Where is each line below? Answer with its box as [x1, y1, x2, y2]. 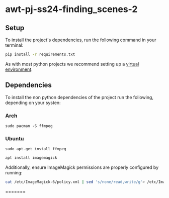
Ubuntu [5, 135, 24, 142]
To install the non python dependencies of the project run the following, [5, 94, 153, 100]
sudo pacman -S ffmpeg [5, 123, 53, 129]
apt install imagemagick [5, 155, 57, 160]
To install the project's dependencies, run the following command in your [5, 37, 156, 43]
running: [5, 170, 23, 176]
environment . [5, 66, 33, 72]
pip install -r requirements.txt [5, 52, 75, 57]
